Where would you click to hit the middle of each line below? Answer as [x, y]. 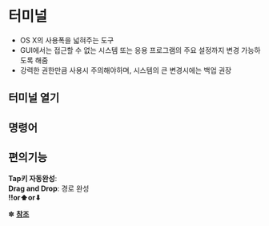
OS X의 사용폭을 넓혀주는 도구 [67, 40]
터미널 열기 [34, 98]
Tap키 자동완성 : [33, 178]
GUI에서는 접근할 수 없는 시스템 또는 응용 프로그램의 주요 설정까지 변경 [130, 50]
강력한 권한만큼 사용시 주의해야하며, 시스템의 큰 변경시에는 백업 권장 [126, 70]
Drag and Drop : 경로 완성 [49, 188]
